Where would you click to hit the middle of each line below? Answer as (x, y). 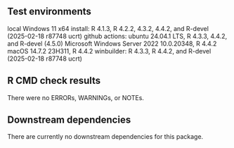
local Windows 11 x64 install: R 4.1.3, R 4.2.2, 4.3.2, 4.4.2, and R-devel (108, 28)
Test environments (49, 12)
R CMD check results (54, 81)
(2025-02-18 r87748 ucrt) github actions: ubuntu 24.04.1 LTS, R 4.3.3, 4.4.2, (117, 36)
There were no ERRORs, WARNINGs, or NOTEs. (76, 97)
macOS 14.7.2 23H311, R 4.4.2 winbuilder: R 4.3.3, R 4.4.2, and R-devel (109, 51)
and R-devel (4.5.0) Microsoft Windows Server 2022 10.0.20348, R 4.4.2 (112, 43)
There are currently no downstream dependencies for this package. (105, 137)
